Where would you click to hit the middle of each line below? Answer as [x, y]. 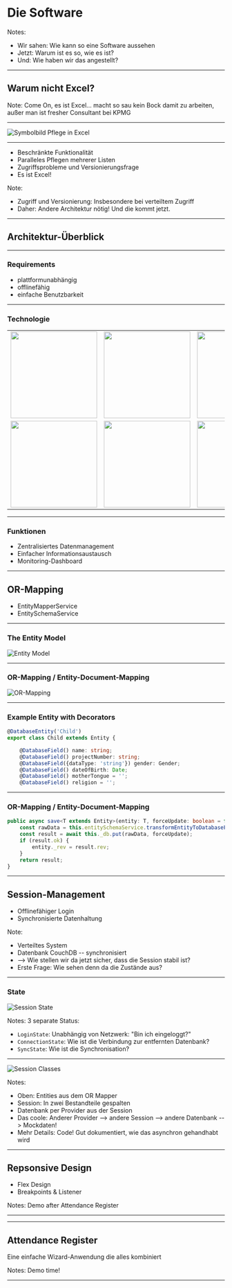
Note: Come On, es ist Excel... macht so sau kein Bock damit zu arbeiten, [110, 105]
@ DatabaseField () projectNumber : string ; [80, 757]
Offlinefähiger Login [46, 911]
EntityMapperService [47, 606]
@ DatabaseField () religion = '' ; [68, 783]
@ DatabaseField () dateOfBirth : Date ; [74, 770]
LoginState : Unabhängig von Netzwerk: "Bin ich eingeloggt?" [104, 1034]
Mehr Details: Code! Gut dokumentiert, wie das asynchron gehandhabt [118, 1132]
